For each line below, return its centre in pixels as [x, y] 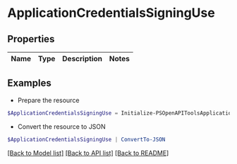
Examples [29, 83]
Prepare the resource [48, 100]
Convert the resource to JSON [61, 126]
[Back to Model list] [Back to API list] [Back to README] [88, 153]
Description [82, 59]
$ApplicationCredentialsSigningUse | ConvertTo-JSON [86, 139]
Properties [31, 39]
